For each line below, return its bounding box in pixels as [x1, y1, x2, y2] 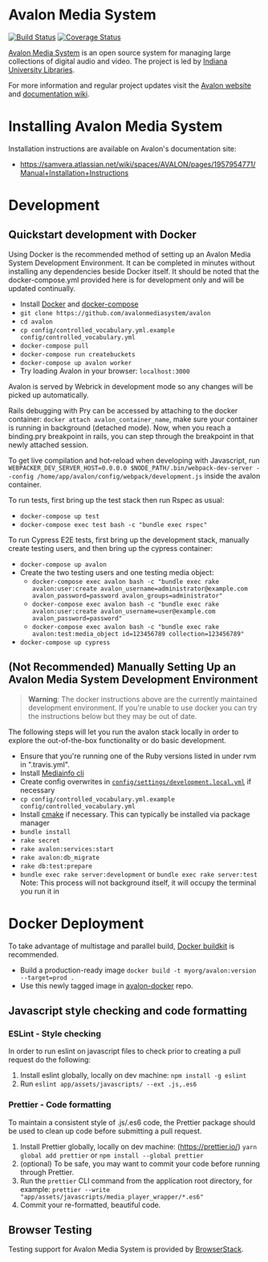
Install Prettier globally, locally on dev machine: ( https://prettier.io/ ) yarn [19, 1141, 258, 1151]
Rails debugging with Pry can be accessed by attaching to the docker [8, 405, 238, 415]
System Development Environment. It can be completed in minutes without [8, 257, 255, 267]
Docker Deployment [8, 915, 144, 932]
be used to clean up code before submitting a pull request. [8, 1126, 202, 1136]
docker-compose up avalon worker [19, 359, 132, 367]
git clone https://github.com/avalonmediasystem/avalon [19, 309, 211, 317]
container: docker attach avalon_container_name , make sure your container [8, 414, 258, 424]
